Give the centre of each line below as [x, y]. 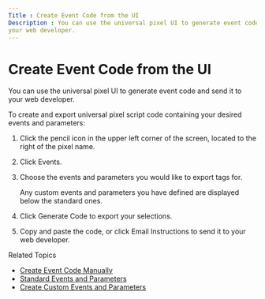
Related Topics [32, 255]
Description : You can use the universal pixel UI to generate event [125, 23]
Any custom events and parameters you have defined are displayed [129, 192]
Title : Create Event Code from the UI [74, 15]
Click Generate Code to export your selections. [96, 216]
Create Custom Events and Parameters [83, 287]
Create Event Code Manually [66, 271]
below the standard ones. [61, 201]
